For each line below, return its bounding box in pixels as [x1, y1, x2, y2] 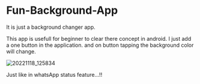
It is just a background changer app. [6, 23, 95, 31]
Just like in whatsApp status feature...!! [6, 71, 103, 78]
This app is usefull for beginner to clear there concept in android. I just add [6, 35, 192, 42]
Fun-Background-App [6, 4, 118, 17]
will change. [6, 47, 36, 55]
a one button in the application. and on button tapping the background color [6, 41, 194, 49]
